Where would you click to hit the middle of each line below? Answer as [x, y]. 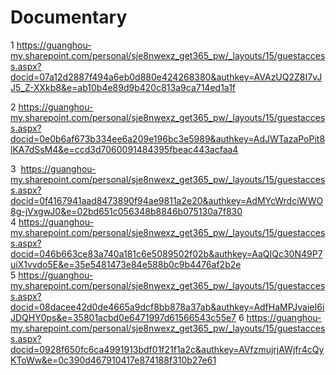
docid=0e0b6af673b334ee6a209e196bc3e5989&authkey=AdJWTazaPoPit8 [168, 138]
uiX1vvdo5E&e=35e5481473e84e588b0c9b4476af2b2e [126, 264]
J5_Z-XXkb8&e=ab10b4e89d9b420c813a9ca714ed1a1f [123, 87]
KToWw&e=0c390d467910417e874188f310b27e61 [113, 360]
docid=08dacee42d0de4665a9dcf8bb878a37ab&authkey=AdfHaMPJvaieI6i [167, 307]
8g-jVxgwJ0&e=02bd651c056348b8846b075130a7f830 [126, 211]
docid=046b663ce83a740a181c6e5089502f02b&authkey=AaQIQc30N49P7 [166, 253]
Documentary [69, 17]
